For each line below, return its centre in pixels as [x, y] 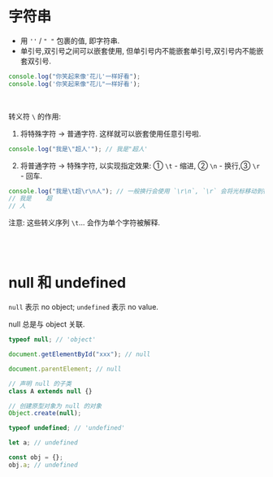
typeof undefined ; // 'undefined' [67, 428]
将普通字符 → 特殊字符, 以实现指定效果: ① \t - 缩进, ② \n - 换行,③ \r [140, 165]
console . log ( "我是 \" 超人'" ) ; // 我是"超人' [78, 149]
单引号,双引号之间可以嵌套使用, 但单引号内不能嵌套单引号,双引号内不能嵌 [142, 50]
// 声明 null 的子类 [40, 384]
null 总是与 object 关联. [47, 324]
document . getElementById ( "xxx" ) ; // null [80, 354]
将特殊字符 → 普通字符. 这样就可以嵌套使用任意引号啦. [110, 133]
